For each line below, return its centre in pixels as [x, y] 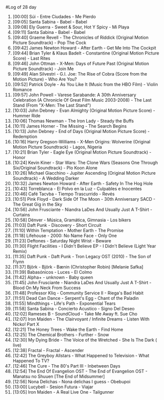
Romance [22, 90]
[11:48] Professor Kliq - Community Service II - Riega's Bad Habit [78, 293]
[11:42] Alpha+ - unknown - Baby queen [53, 277]
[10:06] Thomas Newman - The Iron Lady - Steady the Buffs [73, 121]
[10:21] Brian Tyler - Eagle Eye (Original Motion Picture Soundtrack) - [82, 152]
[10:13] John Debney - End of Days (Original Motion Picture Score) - [81, 131]
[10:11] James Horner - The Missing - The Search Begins [70, 126]
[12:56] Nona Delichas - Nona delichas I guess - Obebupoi [71, 382]
